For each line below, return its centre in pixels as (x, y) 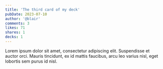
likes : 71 (15, 28)
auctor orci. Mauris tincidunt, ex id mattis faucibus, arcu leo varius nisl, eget (82, 56)
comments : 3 (17, 23)
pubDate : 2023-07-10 (26, 14)
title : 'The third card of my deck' (42, 10)
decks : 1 (14, 37)
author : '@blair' (23, 19)
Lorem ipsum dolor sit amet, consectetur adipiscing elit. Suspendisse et (77, 51)
